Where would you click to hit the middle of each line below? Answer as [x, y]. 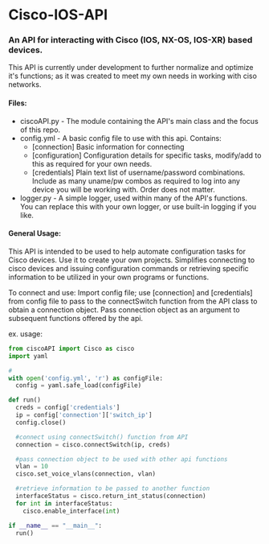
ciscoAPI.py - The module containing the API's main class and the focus [139, 121]
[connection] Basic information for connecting [108, 146]
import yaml [28, 356]
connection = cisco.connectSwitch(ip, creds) [93, 444]
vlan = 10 [32, 467]
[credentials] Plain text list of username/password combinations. [139, 172]
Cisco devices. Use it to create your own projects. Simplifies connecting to [132, 260]
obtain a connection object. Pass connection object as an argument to [124, 309]
